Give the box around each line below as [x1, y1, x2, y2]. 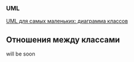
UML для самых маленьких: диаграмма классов [6, 18, 128, 25]
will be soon [6, 50, 35, 57]
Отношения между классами [6, 34, 120, 45]
